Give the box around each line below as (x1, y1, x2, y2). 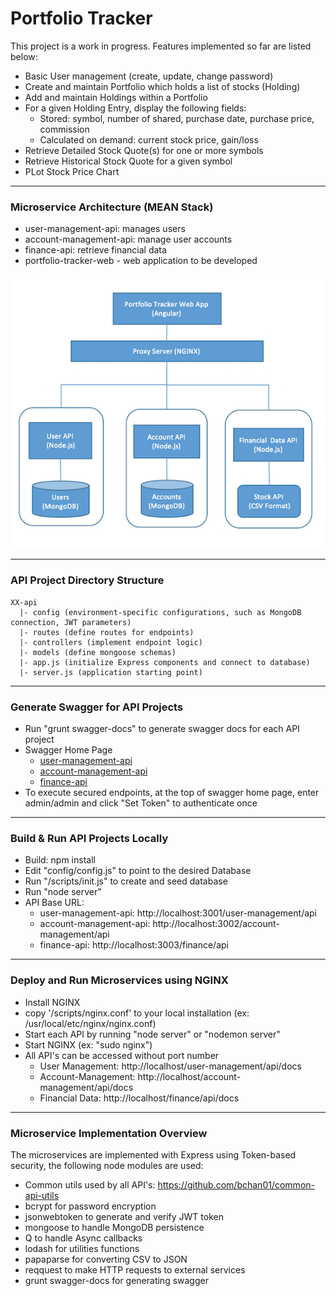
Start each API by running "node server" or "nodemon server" (24, 1028, 281, 1040)
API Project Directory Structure (10, 573, 165, 587)
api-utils (24, 1189, 60, 1201)
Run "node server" (24, 886, 102, 898)
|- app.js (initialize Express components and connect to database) (19, 657, 311, 667)
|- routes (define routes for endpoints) (19, 627, 195, 637)
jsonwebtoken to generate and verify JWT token (24, 1210, 224, 1222)
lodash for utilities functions (24, 1242, 140, 1254)
